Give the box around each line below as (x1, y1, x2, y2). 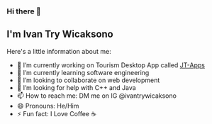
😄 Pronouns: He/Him (16, 101, 79, 110)
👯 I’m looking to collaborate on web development (16, 76, 160, 84)
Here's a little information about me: (6, 47, 111, 55)
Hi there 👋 (6, 6, 42, 16)
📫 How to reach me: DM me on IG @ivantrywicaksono (16, 91, 177, 100)
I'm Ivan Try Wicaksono (6, 28, 114, 40)
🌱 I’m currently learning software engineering (16, 68, 150, 77)
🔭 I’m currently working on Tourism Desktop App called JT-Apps (16, 60, 205, 69)
